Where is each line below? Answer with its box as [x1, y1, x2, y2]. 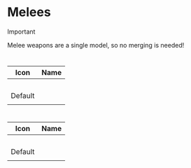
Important [7, 27, 36, 36]
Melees [7, 4, 51, 20]
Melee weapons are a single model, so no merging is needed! [7, 41, 185, 49]
